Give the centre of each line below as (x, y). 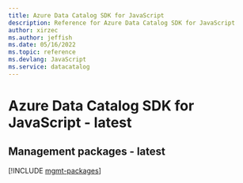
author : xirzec (33, 30)
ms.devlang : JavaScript (47, 60)
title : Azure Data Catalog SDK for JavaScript (86, 15)
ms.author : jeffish (40, 37)
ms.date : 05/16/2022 (42, 45)
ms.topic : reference (42, 52)
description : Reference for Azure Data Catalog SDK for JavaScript (122, 23)
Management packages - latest (87, 152)
